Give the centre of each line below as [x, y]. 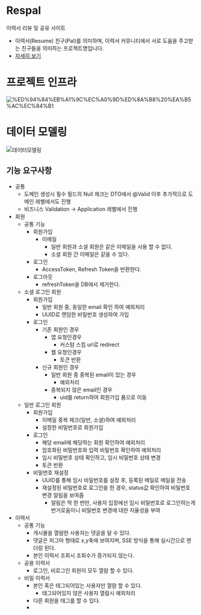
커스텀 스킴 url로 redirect [89, 345]
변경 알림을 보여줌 [63, 495]
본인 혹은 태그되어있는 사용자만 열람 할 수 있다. [88, 585]
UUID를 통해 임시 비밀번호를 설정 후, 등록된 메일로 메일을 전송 [114, 480]
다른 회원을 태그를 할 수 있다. [66, 601]
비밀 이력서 [37, 578]
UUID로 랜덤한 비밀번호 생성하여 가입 [85, 314]
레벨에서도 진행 [53, 201]
